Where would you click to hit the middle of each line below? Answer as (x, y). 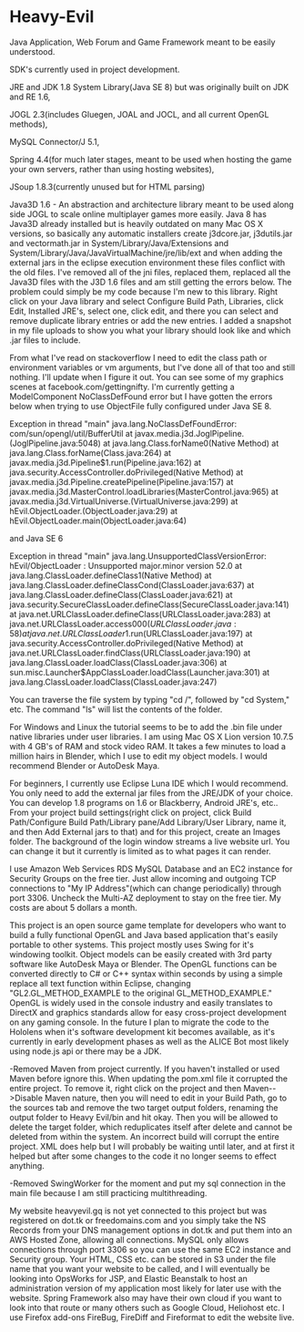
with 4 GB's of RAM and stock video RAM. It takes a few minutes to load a (148, 746)
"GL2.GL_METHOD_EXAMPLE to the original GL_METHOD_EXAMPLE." (141, 993)
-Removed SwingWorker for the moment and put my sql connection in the (148, 1183)
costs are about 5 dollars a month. (74, 907)
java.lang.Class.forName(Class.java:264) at (90, 452)
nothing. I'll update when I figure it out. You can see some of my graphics (147, 377)
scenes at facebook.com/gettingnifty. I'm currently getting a (122, 387)
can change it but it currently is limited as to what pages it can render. (140, 851)
